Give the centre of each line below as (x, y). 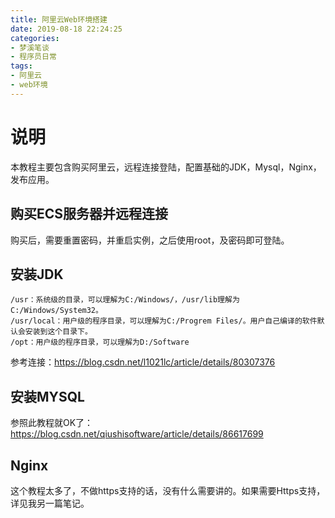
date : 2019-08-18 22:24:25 (66, 29)
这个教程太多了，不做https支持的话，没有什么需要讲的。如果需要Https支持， (168, 490)
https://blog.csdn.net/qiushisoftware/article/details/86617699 (137, 434)
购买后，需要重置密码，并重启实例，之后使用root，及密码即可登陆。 (150, 240)
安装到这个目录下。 (58, 332)
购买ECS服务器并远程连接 (89, 214)
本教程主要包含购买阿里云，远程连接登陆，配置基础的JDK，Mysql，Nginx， (166, 167)
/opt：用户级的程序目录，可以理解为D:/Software (100, 342)
